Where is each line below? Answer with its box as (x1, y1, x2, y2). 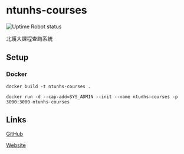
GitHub (6, 130, 24, 138)
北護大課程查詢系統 (6, 35, 53, 42)
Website (6, 142, 27, 149)
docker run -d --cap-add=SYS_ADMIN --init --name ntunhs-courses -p (6, 93, 178, 100)
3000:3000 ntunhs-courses (6, 99, 70, 105)
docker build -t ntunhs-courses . (6, 83, 91, 89)
